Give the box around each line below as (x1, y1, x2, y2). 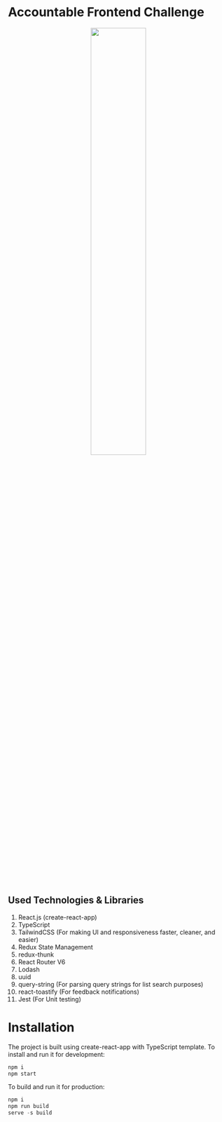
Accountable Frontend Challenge (8, 4, 205, 20)
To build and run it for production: (8, 1083, 105, 1091)
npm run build (8, 1103, 50, 1110)
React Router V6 (18, 957, 66, 966)
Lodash (18, 965, 41, 973)
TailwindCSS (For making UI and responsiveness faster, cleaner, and (18, 928, 216, 936)
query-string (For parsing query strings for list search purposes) (18, 980, 204, 988)
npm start (8, 1070, 37, 1077)
